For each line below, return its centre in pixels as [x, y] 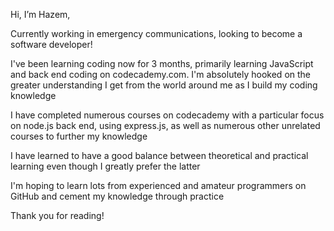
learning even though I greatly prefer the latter [105, 166]
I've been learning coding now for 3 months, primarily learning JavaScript [162, 63]
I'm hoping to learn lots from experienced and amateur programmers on [158, 185]
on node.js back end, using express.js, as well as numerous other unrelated [165, 125]
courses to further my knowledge [79, 136]
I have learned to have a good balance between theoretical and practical [159, 155]
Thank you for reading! [57, 215]
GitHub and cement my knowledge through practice [117, 196]
